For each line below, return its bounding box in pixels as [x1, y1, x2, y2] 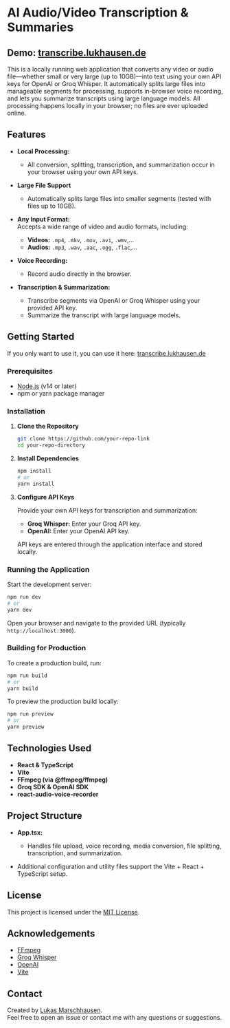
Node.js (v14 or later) [16, 382, 77, 390]
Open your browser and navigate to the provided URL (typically [7, 619, 186, 627]
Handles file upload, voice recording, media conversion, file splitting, [27, 842, 222, 850]
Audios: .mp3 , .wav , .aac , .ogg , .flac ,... [27, 243, 137, 251]
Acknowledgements [7, 928, 95, 939]
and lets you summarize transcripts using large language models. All [7, 94, 200, 103]
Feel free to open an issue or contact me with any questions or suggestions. [7, 1014, 222, 1022]
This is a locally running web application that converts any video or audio [7, 65, 214, 73]
